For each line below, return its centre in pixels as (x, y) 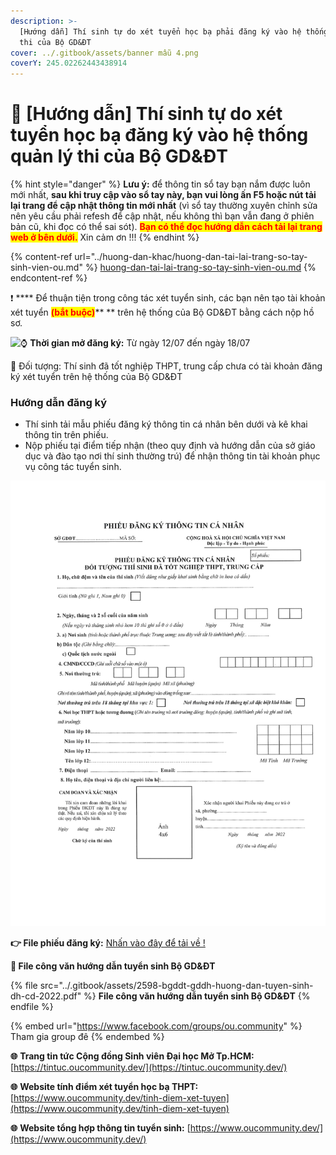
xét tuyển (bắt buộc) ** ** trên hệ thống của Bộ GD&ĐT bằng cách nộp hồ (162, 312)
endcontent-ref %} (49, 278)
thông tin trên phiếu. (66, 435)
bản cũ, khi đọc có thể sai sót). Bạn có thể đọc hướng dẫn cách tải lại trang (166, 227)
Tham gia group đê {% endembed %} (87, 1037)
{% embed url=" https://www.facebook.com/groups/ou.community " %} (156, 1026)
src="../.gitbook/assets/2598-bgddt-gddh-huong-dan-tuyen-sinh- (176, 986)
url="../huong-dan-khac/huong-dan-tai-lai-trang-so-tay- (191, 257)
